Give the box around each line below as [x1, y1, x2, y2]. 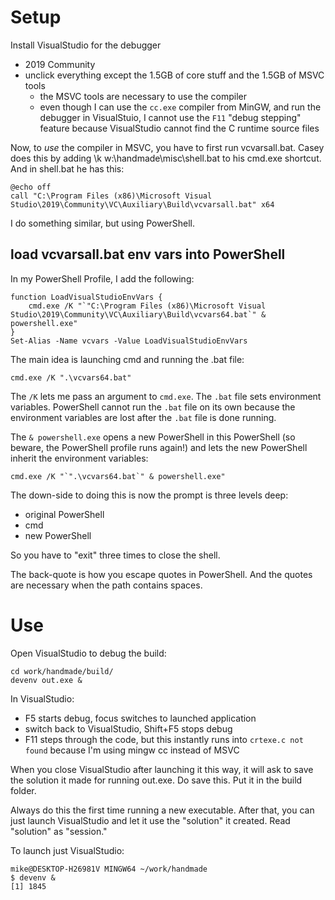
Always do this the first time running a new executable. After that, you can [10, 804, 315, 816]
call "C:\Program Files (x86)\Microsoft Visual [10, 191, 213, 201]
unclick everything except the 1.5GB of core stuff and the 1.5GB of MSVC [24, 69, 325, 81]
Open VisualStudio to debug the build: [10, 647, 167, 659]
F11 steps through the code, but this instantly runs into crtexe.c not [24, 733, 304, 745]
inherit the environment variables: [10, 452, 149, 464]
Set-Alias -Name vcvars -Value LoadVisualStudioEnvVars [10, 336, 248, 346]
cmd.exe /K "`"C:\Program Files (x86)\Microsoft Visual [28, 301, 267, 311]
